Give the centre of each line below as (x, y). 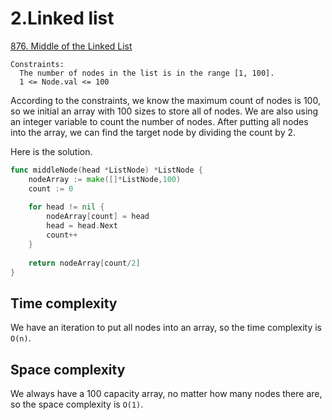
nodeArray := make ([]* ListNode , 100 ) (105, 179)
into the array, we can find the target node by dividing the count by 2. (153, 132)
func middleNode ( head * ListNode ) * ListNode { (106, 170)
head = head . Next (82, 226)
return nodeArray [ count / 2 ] (84, 263)
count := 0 (51, 188)
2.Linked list (62, 18)
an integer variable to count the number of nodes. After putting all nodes (159, 121)
